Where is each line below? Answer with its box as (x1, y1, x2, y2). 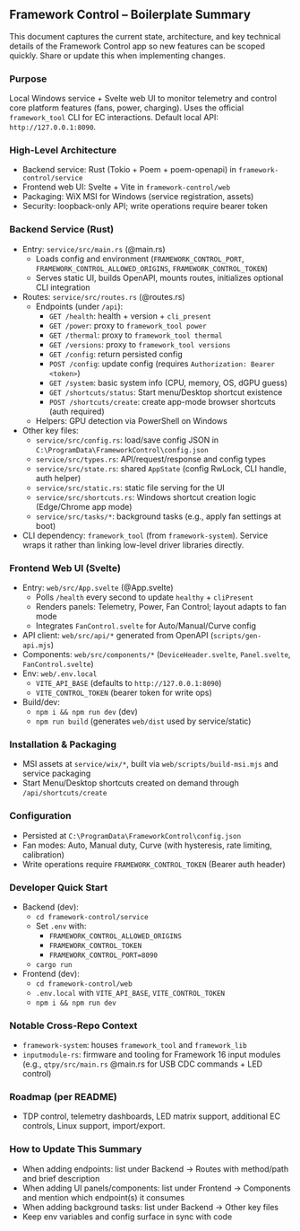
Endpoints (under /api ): (35, 301, 124, 312)
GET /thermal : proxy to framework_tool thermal (48, 330, 223, 340)
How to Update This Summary (9, 1143, 142, 1156)
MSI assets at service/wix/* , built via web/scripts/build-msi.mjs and (21, 759, 279, 769)
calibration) (21, 849, 65, 860)
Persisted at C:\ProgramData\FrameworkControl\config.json (21, 830, 242, 840)
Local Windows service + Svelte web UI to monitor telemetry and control (9, 93, 278, 104)
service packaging (21, 768, 91, 779)
